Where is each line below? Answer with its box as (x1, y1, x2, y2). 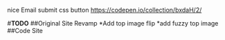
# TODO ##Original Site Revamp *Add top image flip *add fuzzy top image (7, 19, 219, 27)
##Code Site (7, 27, 44, 34)
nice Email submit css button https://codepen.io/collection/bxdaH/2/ (7, 6, 202, 14)
